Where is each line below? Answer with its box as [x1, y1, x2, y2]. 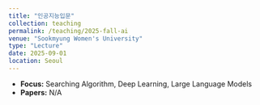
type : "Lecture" [8, 42, 63, 50]
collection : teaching [8, 19, 82, 27]
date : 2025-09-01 [8, 49, 67, 57]
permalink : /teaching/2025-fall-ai [8, 27, 129, 35]
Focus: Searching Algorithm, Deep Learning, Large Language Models [19, 78, 253, 89]
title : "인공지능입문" [8, 11, 75, 20]
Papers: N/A [19, 87, 62, 97]
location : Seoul [8, 57, 63, 65]
